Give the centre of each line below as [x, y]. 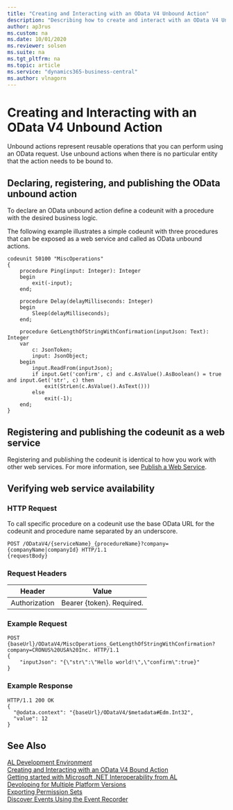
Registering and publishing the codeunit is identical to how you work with [112, 459]
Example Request [37, 623]
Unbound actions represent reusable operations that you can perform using [115, 146]
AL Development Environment [50, 762]
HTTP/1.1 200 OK [31, 700]
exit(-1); [58, 399]
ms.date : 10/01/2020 [37, 40]
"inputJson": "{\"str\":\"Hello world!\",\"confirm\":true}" [110, 663]
